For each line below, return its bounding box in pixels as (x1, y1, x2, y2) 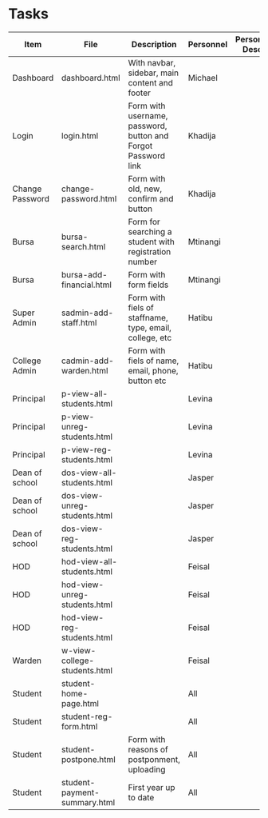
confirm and (128, 193, 174, 204)
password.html (61, 193, 117, 204)
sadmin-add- (61, 307, 114, 318)
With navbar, (128, 57, 176, 68)
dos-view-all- (61, 467, 117, 478)
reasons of (128, 744, 169, 755)
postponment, (128, 753, 181, 764)
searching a (128, 225, 172, 237)
